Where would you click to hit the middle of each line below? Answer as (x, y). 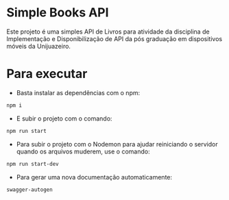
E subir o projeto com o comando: (64, 118)
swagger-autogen (29, 190)
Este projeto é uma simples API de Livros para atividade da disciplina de (108, 32)
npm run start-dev (33, 164)
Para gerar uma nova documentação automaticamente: (94, 177)
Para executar (47, 74)
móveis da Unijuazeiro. (39, 46)
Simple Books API (58, 13)
